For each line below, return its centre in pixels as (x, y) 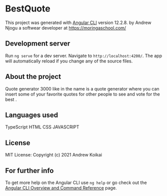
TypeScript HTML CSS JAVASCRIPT (42, 127)
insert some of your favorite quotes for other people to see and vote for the (82, 94)
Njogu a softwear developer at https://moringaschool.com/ (66, 27)
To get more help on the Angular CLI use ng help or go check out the (76, 182)
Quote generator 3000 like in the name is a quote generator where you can (82, 88)
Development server (38, 44)
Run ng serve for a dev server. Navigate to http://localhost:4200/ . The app (84, 55)
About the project (33, 77)
